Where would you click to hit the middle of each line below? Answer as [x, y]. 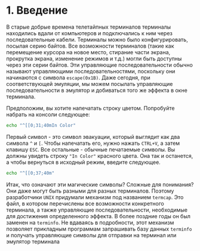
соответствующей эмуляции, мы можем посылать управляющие [90, 83]
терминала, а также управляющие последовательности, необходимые [97, 210]
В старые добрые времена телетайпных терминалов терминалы [89, 27]
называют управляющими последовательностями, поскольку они [91, 71]
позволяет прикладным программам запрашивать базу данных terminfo [99, 229]
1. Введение [37, 10]
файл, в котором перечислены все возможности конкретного [85, 203]
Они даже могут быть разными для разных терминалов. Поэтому [90, 191]
